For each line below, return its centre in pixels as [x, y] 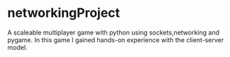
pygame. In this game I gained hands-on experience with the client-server [116, 39]
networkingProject [64, 13]
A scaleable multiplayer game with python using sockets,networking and [114, 32]
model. [17, 47]
